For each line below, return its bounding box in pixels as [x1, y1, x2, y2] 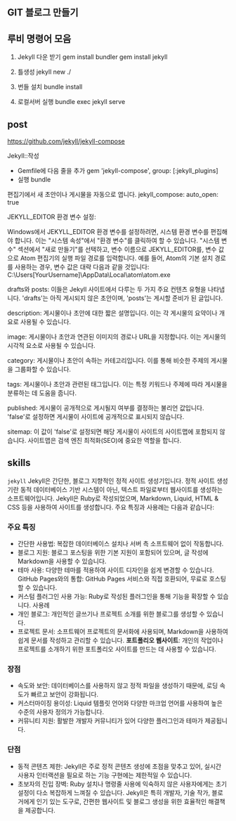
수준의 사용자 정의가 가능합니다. [17, 708, 104, 716]
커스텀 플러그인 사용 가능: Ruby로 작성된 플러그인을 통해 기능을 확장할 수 [17, 593, 216, 601]
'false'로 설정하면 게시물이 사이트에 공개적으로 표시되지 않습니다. [7, 413, 185, 421]
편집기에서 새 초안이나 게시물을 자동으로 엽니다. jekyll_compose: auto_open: [7, 190, 219, 199]
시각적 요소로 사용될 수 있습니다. [7, 342, 96, 350]
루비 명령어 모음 [7, 32, 72, 44]
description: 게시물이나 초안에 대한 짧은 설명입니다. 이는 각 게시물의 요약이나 [7, 309, 218, 318]
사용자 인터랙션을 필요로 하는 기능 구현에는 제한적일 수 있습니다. [17, 770, 192, 779]
